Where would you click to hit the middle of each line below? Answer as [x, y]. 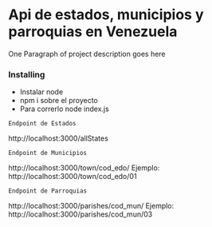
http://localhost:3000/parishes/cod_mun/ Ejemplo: [91, 206]
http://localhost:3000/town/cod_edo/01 [73, 177]
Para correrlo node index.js [64, 109]
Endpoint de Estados [43, 124]
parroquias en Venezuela [93, 32]
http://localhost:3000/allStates [59, 138]
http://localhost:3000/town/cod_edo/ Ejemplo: [84, 168]
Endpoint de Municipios [48, 153]
